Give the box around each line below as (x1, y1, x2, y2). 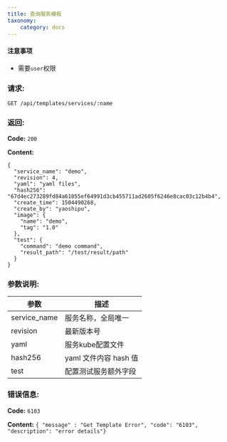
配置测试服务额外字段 (65, 367, 137, 377)
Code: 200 (7, 135, 38, 143)
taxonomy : (7, 17, 37, 24)
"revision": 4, (14, 174, 59, 181)
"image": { (14, 211, 46, 219)
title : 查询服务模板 (7, 10, 62, 18)
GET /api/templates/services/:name (7, 100, 113, 107)
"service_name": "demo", (14, 168, 88, 175)
